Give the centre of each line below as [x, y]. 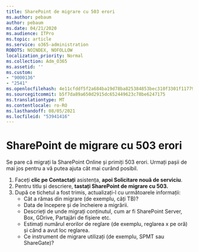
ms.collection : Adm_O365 [37, 61]
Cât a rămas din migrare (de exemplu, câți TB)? [81, 199]
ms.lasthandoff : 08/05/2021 [41, 111]
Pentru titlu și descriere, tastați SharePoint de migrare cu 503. [92, 186]
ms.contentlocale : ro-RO [37, 105]
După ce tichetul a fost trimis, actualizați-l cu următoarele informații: [97, 193]
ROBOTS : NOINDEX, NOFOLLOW [39, 50]
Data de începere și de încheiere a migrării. [76, 205]
